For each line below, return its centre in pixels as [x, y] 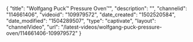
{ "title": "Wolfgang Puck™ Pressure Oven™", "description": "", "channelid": [97, 8]
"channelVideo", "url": [33, 27]
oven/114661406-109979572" [42, 33]
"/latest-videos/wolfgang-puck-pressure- [112, 27]
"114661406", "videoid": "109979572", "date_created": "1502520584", [91, 15]
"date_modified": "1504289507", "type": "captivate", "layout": [81, 21]
